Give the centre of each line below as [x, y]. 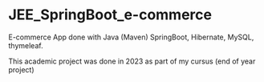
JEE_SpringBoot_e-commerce [110, 15]
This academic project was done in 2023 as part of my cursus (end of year [132, 61]
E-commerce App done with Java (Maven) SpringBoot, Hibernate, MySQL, [131, 37]
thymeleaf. [26, 45]
